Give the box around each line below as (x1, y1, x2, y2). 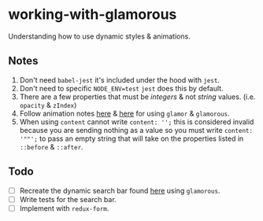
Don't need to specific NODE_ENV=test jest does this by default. (19, 83, 224, 93)
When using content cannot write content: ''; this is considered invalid (19, 116, 254, 127)
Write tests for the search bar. (19, 194, 117, 204)
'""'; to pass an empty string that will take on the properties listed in (19, 134, 244, 143)
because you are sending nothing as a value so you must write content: (19, 125, 254, 134)
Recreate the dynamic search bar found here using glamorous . (19, 186, 220, 195)
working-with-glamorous (8, 6, 177, 24)
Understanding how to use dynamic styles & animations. (8, 31, 191, 41)
